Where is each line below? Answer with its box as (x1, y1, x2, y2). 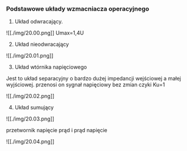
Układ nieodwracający (14, 41, 69, 48)
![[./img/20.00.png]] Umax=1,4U (6, 29, 84, 36)
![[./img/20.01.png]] (6, 52, 54, 59)
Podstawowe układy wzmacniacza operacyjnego (6, 5, 149, 13)
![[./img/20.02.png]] (6, 93, 55, 100)
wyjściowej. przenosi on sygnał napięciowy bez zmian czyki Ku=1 (6, 81, 165, 88)
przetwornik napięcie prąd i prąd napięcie (6, 127, 107, 134)
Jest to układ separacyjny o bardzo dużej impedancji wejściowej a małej (6, 75, 181, 82)
